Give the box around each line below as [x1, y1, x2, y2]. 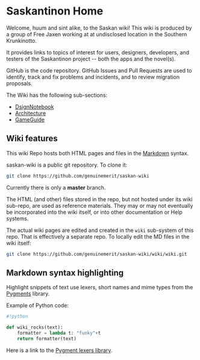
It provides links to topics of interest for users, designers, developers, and [6, 48, 190, 56]
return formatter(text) [17, 335, 77, 342]
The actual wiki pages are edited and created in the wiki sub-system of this [6, 227, 194, 234]
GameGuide [14, 116, 45, 123]
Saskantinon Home [6, 4, 104, 18]
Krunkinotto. [6, 37, 37, 44]
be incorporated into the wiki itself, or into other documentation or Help [6, 208, 183, 216]
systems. [6, 214, 29, 222]
